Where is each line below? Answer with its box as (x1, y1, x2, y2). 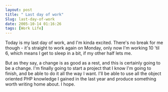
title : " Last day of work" (5, 12, 64, 17)
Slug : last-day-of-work (5, 16, 55, 21)
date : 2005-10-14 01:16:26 (5, 21, 62, 26)
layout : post (5, 7, 33, 12)
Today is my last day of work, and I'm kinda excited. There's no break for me (5, 39, 163, 45)
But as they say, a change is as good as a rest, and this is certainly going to (5, 60, 160, 66)
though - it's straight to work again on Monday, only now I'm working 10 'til (5, 45, 159, 51)
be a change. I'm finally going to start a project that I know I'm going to (5, 65, 151, 71)
